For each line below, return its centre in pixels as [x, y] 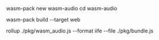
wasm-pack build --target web [43, 19]
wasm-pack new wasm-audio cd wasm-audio [62, 8]
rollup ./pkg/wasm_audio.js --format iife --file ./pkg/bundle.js [80, 31]
